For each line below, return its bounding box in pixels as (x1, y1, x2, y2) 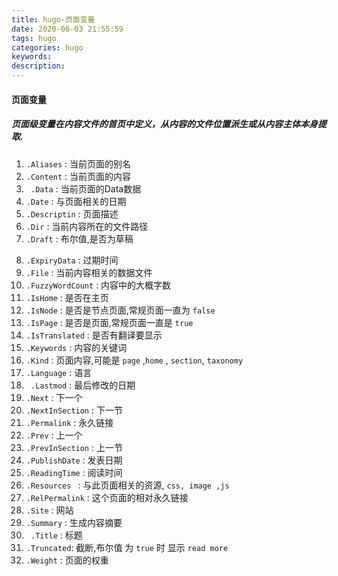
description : (11, 61, 66, 71)
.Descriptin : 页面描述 (25, 207, 119, 220)
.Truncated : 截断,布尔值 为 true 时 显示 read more (25, 541, 229, 553)
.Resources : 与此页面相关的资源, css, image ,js (25, 479, 230, 491)
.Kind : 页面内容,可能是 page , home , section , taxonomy (25, 354, 244, 366)
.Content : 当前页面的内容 (25, 170, 131, 182)
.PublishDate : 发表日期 (25, 454, 123, 466)
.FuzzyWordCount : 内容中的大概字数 (25, 279, 172, 291)
